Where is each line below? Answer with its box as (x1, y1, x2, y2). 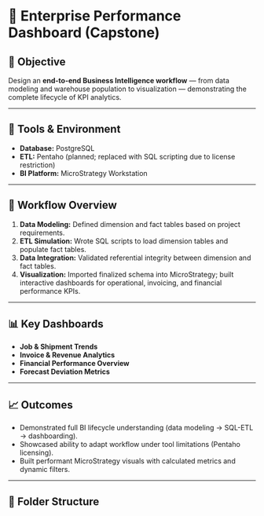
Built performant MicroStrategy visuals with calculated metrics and (19, 456, 236, 466)
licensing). (19, 448, 53, 458)
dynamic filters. (19, 465, 71, 474)
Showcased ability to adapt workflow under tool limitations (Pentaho (19, 440, 241, 449)
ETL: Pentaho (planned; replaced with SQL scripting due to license (19, 152, 236, 161)
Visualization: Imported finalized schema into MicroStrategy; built (19, 269, 234, 279)
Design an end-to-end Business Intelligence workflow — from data (8, 76, 230, 85)
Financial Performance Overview (19, 359, 130, 368)
